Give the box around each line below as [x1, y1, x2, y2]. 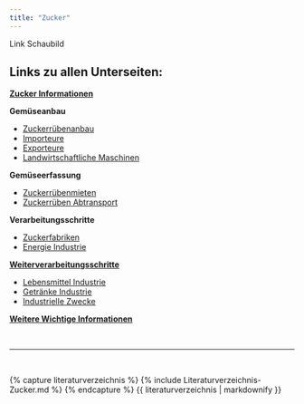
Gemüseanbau [9, 106, 66, 117]
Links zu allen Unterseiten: [9, 64, 163, 80]
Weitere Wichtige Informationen [9, 313, 133, 324]
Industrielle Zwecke [22, 296, 97, 307]
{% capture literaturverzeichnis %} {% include [9, 375, 182, 386]
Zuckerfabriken [22, 232, 80, 243]
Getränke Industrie [22, 286, 92, 297]
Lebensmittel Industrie [22, 277, 107, 288]
